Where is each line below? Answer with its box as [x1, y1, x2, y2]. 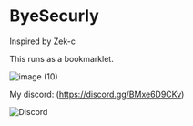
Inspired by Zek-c [9, 36, 76, 47]
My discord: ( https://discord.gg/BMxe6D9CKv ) [9, 89, 185, 100]
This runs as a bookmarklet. [9, 53, 114, 64]
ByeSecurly [9, 5, 100, 26]
